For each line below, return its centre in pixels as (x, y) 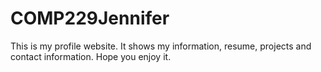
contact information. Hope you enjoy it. (91, 56)
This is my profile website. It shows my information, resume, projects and (161, 46)
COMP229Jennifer (90, 18)
